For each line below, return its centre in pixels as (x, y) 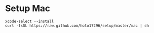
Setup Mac (28, 8)
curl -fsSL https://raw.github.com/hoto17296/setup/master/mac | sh (77, 25)
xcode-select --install (30, 21)
